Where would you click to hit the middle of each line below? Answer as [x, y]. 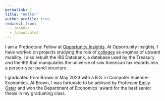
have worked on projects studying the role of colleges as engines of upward [83, 52]
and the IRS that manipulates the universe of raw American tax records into [82, 63]
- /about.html [24, 33]
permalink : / [19, 10]
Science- [140, 77]
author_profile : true [27, 19]
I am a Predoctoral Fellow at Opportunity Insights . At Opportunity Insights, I [82, 47]
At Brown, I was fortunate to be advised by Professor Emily [90, 83]
